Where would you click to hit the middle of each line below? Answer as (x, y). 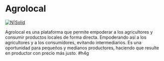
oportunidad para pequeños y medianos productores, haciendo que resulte (82, 48)
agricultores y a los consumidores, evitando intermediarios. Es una (73, 42)
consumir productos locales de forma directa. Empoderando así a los (76, 37)
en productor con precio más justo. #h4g (47, 53)
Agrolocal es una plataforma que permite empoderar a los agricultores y (79, 32)
